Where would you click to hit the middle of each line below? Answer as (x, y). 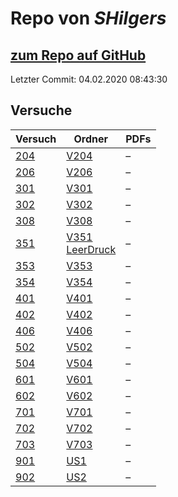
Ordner (91, 139)
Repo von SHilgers (88, 18)
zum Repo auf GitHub (78, 55)
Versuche (41, 110)
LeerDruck (91, 249)
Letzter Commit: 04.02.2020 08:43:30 (89, 79)
